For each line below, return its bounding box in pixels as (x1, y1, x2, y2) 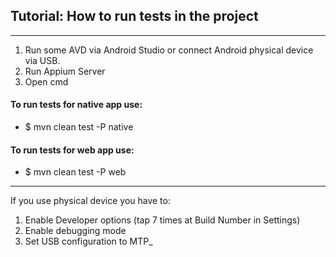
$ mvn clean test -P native (24, 121, 134, 133)
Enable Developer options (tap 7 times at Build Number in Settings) (24, 214, 301, 226)
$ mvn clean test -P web (24, 166, 127, 178)
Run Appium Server (24, 65, 106, 77)
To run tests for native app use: (10, 99, 143, 111)
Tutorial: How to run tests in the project (10, 8, 259, 25)
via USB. (24, 54, 61, 66)
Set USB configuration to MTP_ (24, 235, 153, 248)
